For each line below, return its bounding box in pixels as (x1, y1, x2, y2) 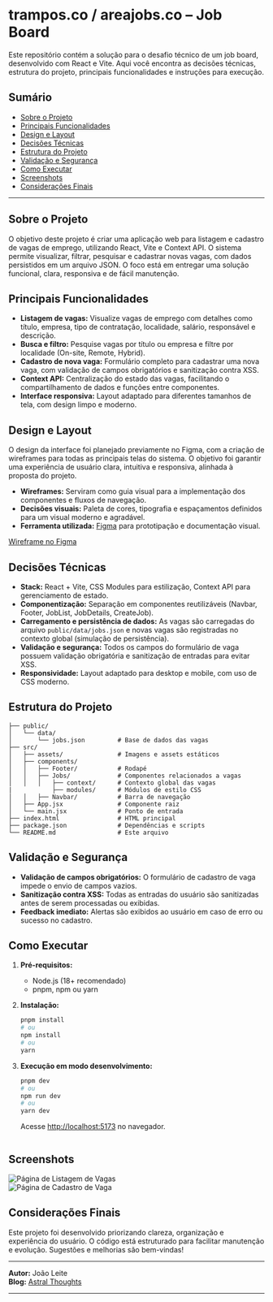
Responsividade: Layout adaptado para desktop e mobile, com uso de (19, 668, 258, 677)
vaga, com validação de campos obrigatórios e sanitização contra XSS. (19, 366, 260, 375)
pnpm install (19, 1016, 65, 1024)
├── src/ (8, 743, 38, 751)
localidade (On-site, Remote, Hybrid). (19, 348, 146, 358)
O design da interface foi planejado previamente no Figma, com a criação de (8, 445, 265, 455)
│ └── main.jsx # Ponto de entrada (8, 807, 184, 815)
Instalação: (19, 1001, 59, 1010)
